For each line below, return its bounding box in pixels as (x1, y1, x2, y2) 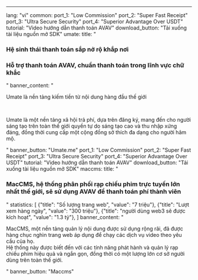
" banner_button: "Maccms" (6, 268, 74, 275)
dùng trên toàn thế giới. (6, 256, 63, 263)
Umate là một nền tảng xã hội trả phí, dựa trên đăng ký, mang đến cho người (6, 116, 192, 123)
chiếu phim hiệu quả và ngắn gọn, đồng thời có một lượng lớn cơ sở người (6, 250, 185, 257)
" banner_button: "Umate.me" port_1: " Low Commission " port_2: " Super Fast (6, 146, 192, 154)
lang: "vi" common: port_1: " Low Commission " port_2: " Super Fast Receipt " (6, 12, 188, 18)
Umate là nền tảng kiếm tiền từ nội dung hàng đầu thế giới (6, 93, 147, 100)
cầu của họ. (6, 237, 35, 245)
